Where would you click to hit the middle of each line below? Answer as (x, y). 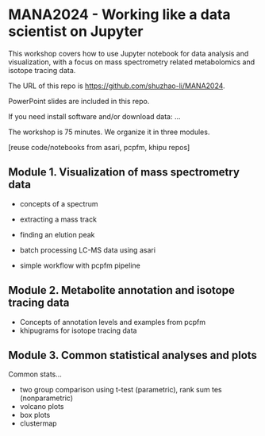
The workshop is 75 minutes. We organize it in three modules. (109, 132)
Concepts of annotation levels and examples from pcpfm (113, 322)
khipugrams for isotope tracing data (78, 330)
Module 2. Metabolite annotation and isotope (122, 290)
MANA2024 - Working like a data (120, 15)
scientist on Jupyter (76, 31)
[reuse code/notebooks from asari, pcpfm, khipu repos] (99, 147)
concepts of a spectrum (59, 203)
